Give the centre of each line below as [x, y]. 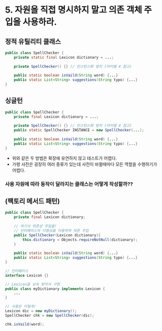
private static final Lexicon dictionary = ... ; [64, 57]
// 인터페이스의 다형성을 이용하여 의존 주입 [51, 231]
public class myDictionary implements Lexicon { [55, 289]
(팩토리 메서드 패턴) [32, 201]
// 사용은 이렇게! [21, 307]
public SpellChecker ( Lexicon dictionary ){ [57, 235]
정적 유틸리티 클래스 [33, 41]
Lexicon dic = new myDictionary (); [41, 311]
